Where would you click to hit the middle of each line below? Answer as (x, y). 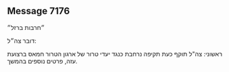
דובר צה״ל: (22, 41)
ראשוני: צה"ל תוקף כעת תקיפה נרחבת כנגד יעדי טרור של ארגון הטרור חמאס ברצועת (115, 54)
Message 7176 (39, 11)
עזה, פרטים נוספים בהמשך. (42, 61)
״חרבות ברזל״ (26, 27)
